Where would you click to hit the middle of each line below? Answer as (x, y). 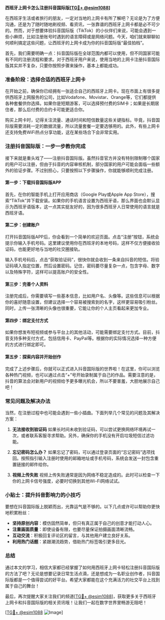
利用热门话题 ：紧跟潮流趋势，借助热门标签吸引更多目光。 (70, 542)
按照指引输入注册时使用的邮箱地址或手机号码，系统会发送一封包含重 (90, 458)
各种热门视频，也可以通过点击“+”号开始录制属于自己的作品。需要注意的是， (82, 375)
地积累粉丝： (18, 513)
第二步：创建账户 (22, 225)
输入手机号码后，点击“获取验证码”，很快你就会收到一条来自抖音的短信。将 (80, 260)
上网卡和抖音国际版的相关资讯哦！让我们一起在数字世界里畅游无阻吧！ (76, 602)
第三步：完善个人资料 (27, 284)
